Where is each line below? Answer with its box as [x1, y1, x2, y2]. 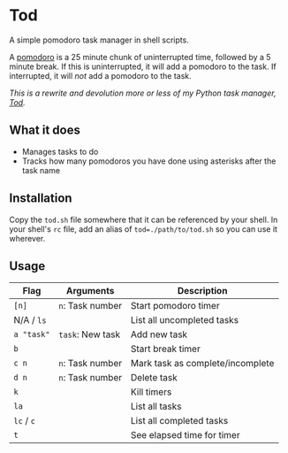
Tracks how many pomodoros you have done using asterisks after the [21, 156, 277, 166]
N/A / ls [13, 314, 47, 326]
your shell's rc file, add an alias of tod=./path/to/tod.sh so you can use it [9, 223, 278, 234]
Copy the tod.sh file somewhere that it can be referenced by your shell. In [9, 214, 278, 225]
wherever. [9, 233, 46, 243]
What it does [9, 123, 81, 138]
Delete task [131, 372, 178, 384]
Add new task [131, 328, 188, 341]
